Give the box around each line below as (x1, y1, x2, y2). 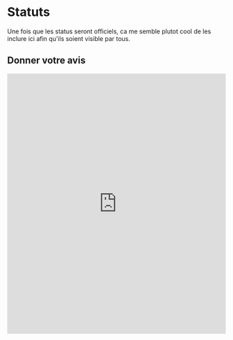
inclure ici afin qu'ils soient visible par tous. (7, 34, 130, 42)
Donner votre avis (7, 55, 86, 67)
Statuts (7, 4, 51, 20)
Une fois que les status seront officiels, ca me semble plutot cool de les (7, 27, 212, 35)
